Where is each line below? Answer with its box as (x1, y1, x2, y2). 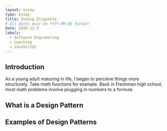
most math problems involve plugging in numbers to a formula (5, 87, 133, 93)
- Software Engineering (9, 35, 59, 40)
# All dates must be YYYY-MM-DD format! (5, 21, 91, 26)
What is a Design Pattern (5, 101, 84, 110)
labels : (5, 30, 21, 35)
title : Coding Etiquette (5, 16, 57, 21)
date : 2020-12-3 (5, 26, 39, 31)
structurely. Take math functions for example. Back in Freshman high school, (5, 81, 163, 87)
